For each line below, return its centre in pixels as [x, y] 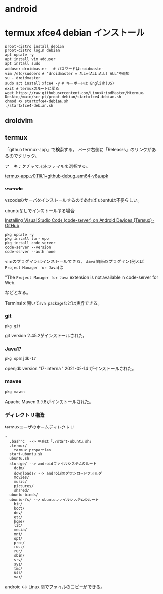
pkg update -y [20, 234]
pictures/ [24, 486]
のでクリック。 [24, 156]
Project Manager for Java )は [34, 267]
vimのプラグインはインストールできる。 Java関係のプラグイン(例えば [75, 261]
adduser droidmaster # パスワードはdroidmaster [54, 69]
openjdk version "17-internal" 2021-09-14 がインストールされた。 [71, 369]
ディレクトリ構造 [25, 415]
